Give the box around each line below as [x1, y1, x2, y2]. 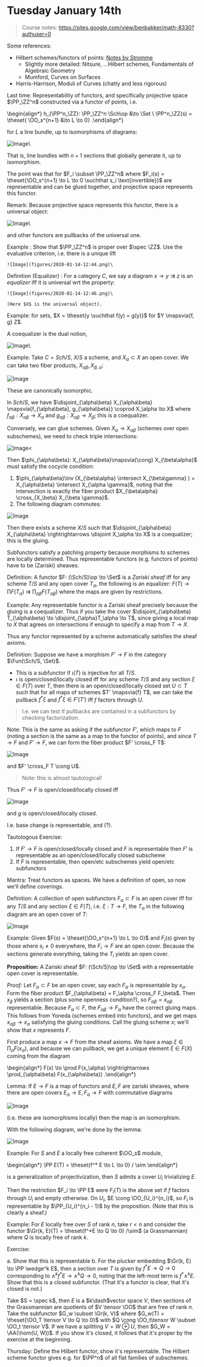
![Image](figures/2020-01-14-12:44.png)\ [7, 261, 114, 268]
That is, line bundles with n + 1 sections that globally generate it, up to [7, 152, 182, 159]
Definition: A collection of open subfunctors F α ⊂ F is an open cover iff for [7, 895, 193, 904]
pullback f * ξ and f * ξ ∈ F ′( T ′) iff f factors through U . [15, 695, 144, 703]
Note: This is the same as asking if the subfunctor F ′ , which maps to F [7, 726, 182, 733]
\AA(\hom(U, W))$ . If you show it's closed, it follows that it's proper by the [7, 1329, 193, 1337]
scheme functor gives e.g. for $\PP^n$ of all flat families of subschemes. [7, 1354, 189, 1361]
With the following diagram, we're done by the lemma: [7, 1126, 142, 1134]
